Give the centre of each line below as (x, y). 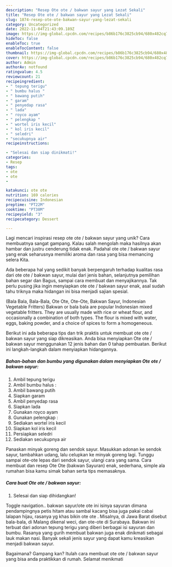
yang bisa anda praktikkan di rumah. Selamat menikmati (65, 559)
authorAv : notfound (27, 67)
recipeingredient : (25, 81)
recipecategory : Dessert (32, 219)
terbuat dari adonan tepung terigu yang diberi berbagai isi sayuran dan (80, 528)
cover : (13, 58)
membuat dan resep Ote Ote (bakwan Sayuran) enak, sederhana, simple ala (85, 466)
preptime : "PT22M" (25, 205)
